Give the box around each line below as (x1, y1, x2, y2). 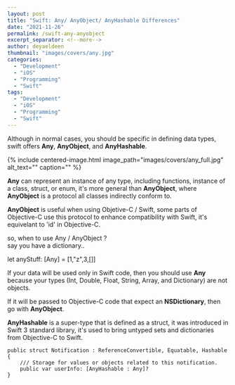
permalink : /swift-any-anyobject (7, 30, 105, 37)
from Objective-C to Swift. (7, 333, 83, 341)
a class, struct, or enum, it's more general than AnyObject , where (7, 184, 197, 192)
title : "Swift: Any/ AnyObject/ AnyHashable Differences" (7, 17, 180, 24)
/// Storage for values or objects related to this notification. (20, 359, 218, 366)
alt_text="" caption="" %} (7, 163, 82, 171)
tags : (7, 89, 23, 96)
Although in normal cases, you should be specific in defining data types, (7, 134, 216, 143)
